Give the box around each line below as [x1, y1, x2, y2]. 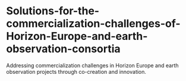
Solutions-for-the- [6, 4, 100, 18]
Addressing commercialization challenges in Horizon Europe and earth [6, 61, 179, 69]
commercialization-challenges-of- [6, 17, 181, 30]
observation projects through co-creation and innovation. [6, 68, 147, 75]
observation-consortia [6, 42, 121, 56]
